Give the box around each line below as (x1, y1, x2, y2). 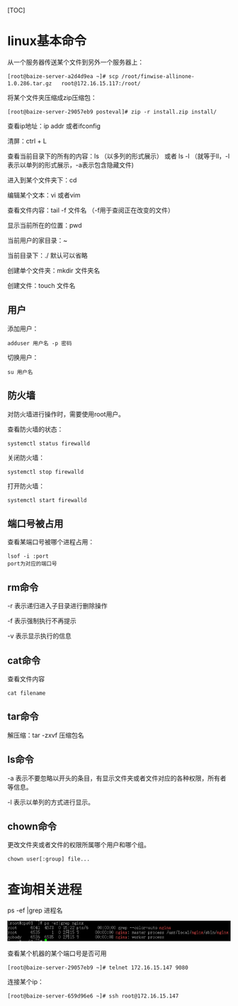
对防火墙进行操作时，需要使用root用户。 (7, 409, 125, 418)
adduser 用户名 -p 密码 (7, 340, 72, 347)
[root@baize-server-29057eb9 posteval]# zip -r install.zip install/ (7, 108, 217, 116)
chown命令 (7, 821, 57, 833)
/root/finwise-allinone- (121, 72, 195, 80)
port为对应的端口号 (7, 560, 57, 568)
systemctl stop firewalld (7, 468, 84, 475)
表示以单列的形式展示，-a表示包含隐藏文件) (7, 160, 135, 169)
